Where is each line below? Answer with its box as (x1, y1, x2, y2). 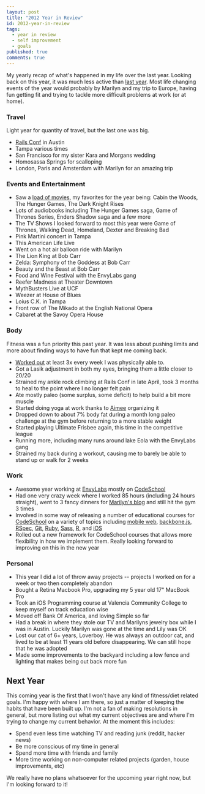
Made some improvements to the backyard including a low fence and (15, 651, 190, 659)
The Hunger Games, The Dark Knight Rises (15, 200, 124, 208)
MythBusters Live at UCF (15, 285, 78, 292)
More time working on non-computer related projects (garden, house (15, 755, 190, 763)
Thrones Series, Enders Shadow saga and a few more (15, 213, 151, 221)
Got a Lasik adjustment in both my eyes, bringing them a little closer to (15, 365, 193, 372)
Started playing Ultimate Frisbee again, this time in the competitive (15, 423, 183, 431)
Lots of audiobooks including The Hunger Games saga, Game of (15, 206, 177, 214)
